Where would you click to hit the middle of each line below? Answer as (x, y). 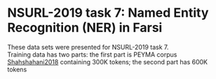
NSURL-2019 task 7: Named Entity (108, 13)
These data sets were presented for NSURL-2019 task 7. (88, 47)
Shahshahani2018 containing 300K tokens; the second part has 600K (108, 62)
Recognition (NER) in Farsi (85, 28)
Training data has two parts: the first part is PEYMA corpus (92, 55)
